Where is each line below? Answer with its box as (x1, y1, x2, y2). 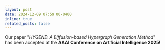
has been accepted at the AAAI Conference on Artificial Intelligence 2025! (5, 40, 161, 46)
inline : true (5, 16, 32, 21)
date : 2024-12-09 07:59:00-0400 (5, 12, 72, 17)
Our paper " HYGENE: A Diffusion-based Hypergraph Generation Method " (5, 34, 156, 40)
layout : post (5, 7, 32, 12)
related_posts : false (5, 21, 50, 26)
